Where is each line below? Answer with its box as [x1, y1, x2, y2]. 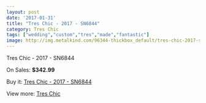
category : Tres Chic [6, 26, 59, 32]
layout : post [6, 9, 40, 15]
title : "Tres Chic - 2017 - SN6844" [6, 20, 100, 26]
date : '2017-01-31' [6, 15, 56, 21]
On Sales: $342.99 [6, 66, 55, 74]
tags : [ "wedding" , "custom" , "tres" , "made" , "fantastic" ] [6, 32, 150, 38]
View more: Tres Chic [6, 90, 61, 97]
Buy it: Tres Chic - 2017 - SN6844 [6, 78, 92, 85]
